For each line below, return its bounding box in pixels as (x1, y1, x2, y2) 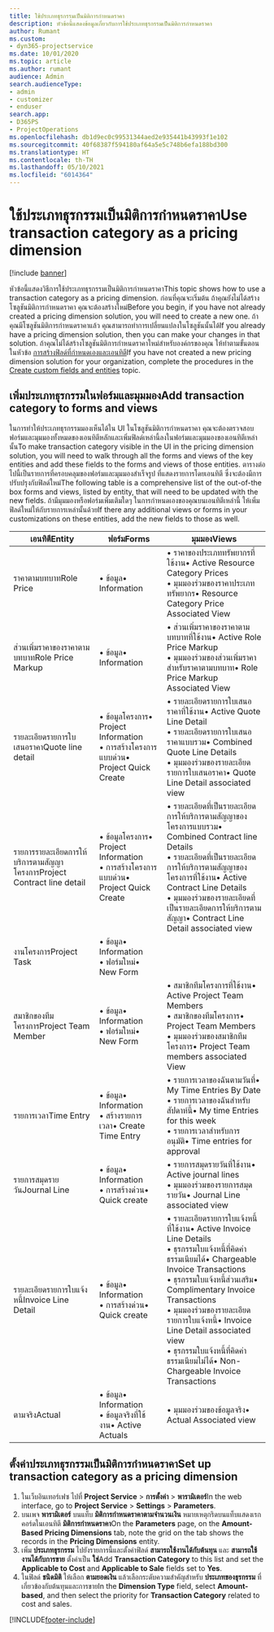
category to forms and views (9, 401, 158, 415)
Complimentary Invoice (166, 1283, 255, 1295)
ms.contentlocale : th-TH (9, 156, 94, 164)
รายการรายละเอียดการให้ (13, 846, 88, 858)
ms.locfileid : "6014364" (9, 171, 94, 179)
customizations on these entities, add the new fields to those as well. (9, 514, 241, 524)
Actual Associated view (166, 1414, 256, 1425)
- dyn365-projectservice (9, 42, 94, 50)
